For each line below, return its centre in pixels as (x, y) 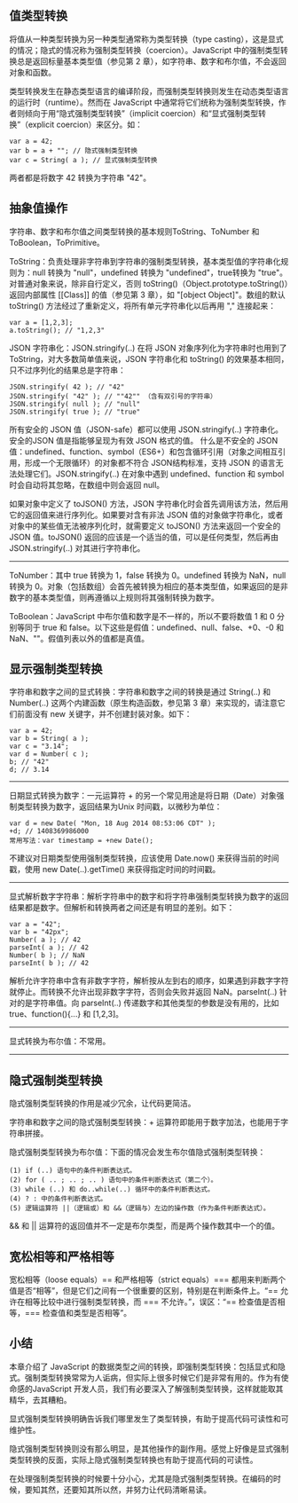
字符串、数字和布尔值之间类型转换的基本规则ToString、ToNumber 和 (134, 231)
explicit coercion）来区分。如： (86, 124)
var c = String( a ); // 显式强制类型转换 (83, 160)
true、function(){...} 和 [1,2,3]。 (67, 1014)
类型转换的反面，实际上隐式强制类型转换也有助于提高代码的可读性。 (133, 1460)
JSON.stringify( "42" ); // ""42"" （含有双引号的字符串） (113, 396)
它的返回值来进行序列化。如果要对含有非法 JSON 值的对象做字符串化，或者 (146, 515)
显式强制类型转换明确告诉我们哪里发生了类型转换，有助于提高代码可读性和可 (149, 1419)
